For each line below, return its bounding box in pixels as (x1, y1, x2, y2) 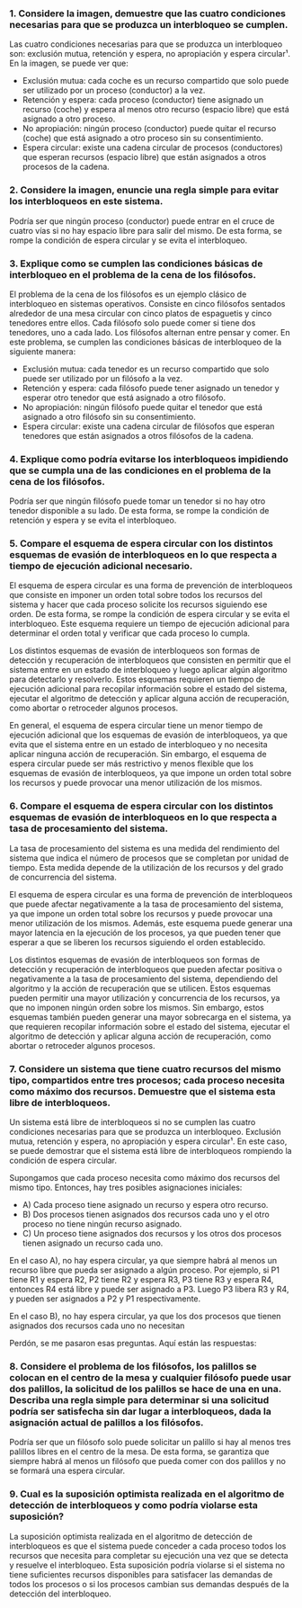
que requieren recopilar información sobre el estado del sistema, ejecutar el (9, 1021, 290, 1032)
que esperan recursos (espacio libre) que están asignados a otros (22, 152, 267, 163)
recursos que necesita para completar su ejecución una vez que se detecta (9, 1550, 289, 1560)
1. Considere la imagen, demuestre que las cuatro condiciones (9, 7, 286, 20)
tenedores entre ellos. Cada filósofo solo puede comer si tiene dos (9, 317, 256, 328)
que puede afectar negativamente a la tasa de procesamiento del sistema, (9, 898, 284, 909)
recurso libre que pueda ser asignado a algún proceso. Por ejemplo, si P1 (9, 1264, 280, 1275)
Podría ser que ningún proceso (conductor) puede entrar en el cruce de (9, 215, 275, 227)
